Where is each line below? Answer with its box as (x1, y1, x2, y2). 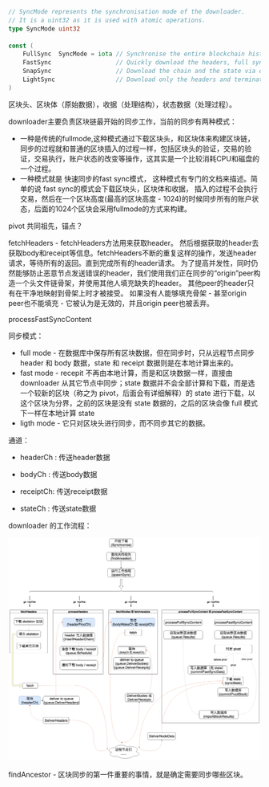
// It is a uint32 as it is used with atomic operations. (8, 16, 206, 24)
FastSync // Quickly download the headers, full (22, 59, 249, 67)
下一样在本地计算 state (19, 408, 95, 418)
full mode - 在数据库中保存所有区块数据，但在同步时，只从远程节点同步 (19, 348, 255, 357)
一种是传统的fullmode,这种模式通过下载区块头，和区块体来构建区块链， (19, 133, 255, 143)
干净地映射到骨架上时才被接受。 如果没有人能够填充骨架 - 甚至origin (22, 288, 247, 298)
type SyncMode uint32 (8, 24, 81, 33)
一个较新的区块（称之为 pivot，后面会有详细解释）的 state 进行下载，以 (19, 388, 255, 398)
